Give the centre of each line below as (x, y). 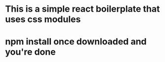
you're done (30, 52)
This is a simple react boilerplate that (82, 9)
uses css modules (43, 19)
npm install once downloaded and (76, 42)
